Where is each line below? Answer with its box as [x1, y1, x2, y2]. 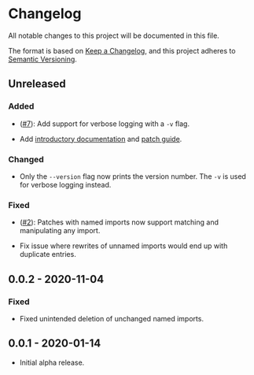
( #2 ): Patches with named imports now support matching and [19, 217, 219, 227]
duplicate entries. [19, 250, 76, 259]
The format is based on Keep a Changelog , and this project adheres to [8, 46, 236, 55]
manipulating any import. [19, 226, 101, 236]
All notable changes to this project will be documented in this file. [8, 31, 220, 40]
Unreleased [8, 77, 67, 91]
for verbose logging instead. [19, 180, 112, 189]
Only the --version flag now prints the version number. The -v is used [19, 171, 246, 181]
